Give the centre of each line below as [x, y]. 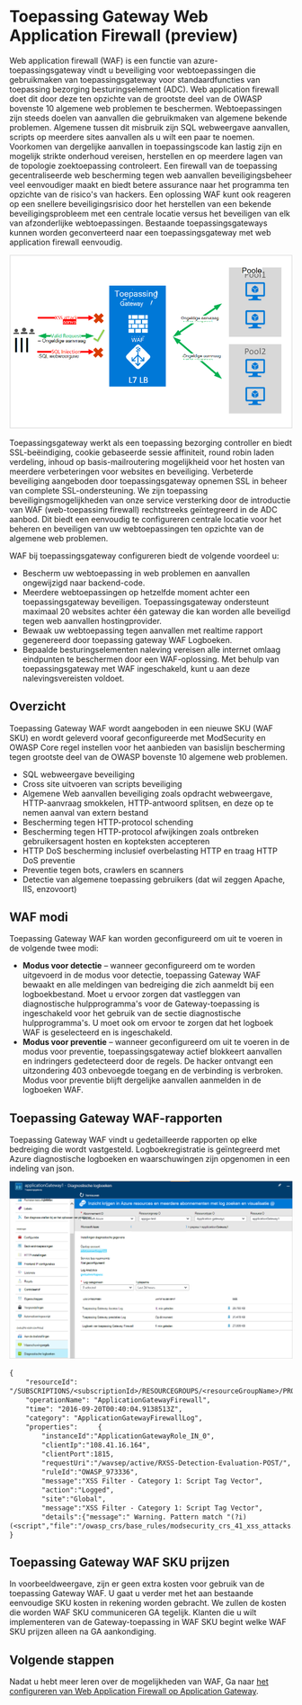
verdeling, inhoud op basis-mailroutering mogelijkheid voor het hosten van [147, 461]
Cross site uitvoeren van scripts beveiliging [102, 783]
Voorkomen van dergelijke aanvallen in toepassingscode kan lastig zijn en [146, 147]
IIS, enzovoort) [49, 888]
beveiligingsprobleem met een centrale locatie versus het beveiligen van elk [150, 213]
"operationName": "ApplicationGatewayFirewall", [118, 1400]
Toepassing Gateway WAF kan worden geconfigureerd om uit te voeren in [146, 939]
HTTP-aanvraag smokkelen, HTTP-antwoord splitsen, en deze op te [148, 803]
